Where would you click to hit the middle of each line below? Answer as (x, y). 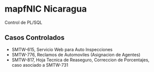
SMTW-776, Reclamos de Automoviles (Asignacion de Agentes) (76, 54)
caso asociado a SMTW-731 (40, 65)
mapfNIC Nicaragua (46, 9)
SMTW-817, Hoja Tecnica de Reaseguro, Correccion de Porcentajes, (80, 60)
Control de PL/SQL (24, 22)
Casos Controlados (35, 38)
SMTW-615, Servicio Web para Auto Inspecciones (62, 49)
